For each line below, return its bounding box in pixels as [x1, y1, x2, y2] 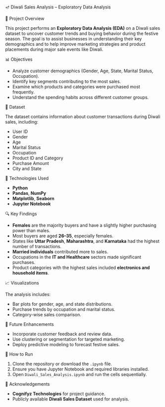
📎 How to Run [5, 351, 33, 357]
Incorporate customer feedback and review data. [12, 331, 112, 337]
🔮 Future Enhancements [5, 321, 54, 327]
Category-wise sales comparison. [12, 312, 82, 317]
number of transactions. [12, 244, 62, 249]
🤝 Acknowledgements [5, 381, 50, 387]
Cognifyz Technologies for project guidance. [12, 391, 106, 397]
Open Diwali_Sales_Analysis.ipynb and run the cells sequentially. [12, 372, 147, 377]
